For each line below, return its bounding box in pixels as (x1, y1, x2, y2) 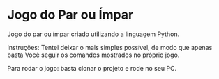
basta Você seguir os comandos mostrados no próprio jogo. (7, 51, 180, 59)
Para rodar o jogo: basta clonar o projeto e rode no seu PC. (7, 64, 176, 72)
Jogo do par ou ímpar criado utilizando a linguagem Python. (7, 30, 180, 38)
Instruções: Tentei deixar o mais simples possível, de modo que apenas (7, 43, 213, 51)
